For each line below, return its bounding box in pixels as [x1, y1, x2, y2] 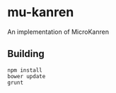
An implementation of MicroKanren [7, 27, 110, 36]
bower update [7, 73, 46, 80]
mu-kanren [7, 4, 74, 20]
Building [7, 48, 45, 60]
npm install [7, 66, 42, 74]
